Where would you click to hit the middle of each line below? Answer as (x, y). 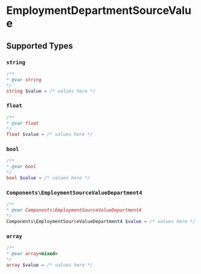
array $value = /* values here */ (50, 265)
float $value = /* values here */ (50, 135)
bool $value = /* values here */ (48, 178)
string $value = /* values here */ (51, 91)
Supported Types (40, 46)
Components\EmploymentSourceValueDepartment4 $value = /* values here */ (101, 221)
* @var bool (21, 167)
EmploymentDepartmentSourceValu (99, 11)
